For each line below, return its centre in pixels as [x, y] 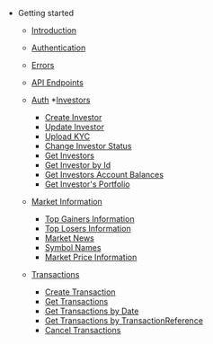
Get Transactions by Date [92, 311]
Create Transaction [80, 292]
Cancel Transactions [83, 330]
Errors [43, 65]
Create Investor [73, 117]
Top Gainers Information [89, 219]
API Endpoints [57, 83]
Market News [69, 238]
